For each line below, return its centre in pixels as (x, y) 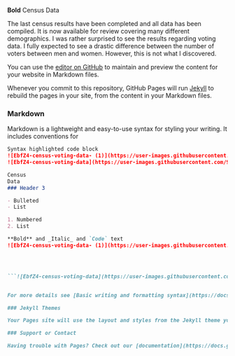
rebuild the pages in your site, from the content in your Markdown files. (109, 95)
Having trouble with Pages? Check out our (70, 346)
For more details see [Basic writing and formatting (86, 295)
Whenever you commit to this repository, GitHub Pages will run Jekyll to (111, 88)
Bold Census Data (33, 10)
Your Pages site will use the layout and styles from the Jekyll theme (114, 321)
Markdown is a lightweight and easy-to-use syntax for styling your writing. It (117, 129)
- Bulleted (23, 200)
